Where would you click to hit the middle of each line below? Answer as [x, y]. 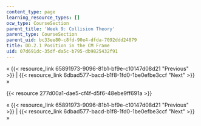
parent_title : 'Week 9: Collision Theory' [61, 29]
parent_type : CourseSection [42, 35]
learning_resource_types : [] [43, 18]
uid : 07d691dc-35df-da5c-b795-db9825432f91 [62, 51]
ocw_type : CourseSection [38, 23]
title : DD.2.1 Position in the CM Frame [58, 46]
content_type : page [31, 12]
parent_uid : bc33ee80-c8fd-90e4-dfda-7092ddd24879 [72, 40]
